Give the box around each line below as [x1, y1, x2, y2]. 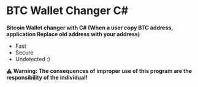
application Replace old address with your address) [6, 30, 140, 37]
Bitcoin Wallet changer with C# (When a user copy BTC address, [6, 24, 173, 31]
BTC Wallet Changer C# [6, 4, 129, 18]
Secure [15, 48, 34, 56]
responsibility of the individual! [6, 74, 88, 81]
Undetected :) [15, 55, 51, 62]
